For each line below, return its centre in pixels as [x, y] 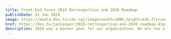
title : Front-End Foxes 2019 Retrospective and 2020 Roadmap [72, 10]
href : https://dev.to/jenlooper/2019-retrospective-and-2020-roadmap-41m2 [86, 24]
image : [12, 19]
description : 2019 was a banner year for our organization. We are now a [85, 29]
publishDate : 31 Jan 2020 [33, 15]
